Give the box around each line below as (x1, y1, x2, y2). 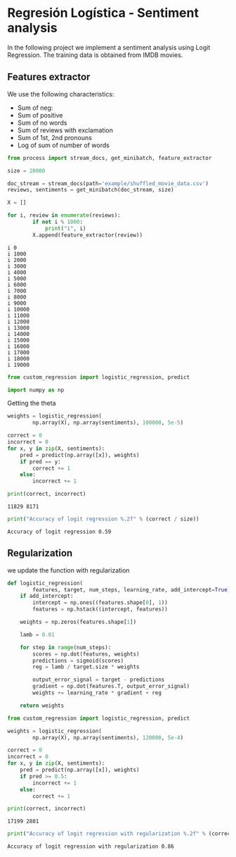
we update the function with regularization (7, 565, 130, 575)
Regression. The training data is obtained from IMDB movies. (7, 51, 183, 59)
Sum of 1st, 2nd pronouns (17, 133, 93, 142)
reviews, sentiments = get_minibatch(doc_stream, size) (7, 187, 174, 194)
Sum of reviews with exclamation (17, 125, 114, 135)
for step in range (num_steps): (20, 644, 112, 651)
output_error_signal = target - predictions (32, 676, 165, 684)
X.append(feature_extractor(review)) (32, 231, 143, 239)
